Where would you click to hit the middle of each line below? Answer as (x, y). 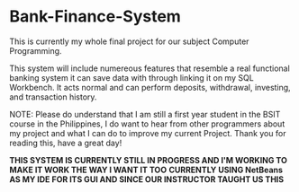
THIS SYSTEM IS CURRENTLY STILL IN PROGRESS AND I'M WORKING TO (149, 160)
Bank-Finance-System (95, 17)
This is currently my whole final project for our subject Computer (129, 41)
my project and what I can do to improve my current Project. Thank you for (148, 133)
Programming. (36, 50)
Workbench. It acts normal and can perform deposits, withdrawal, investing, (150, 87)
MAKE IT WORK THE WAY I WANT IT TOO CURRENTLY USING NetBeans (146, 170)
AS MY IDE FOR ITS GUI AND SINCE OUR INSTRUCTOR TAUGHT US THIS (147, 179)
